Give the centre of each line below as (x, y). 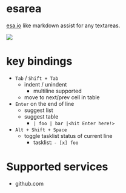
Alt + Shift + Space (41, 130)
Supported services (57, 167)
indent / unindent (45, 84)
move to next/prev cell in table (62, 97)
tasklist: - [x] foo (56, 142)
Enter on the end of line (45, 103)
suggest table (41, 116)
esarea (24, 9)
